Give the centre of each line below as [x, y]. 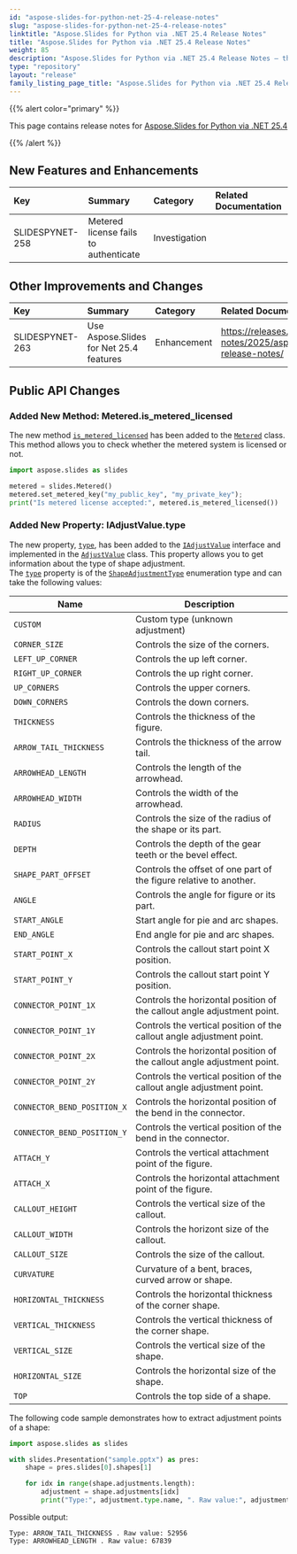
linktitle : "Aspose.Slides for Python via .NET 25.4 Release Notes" [138, 34]
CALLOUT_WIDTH [43, 1234]
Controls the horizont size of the [202, 1229]
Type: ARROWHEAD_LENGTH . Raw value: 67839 [91, 1541]
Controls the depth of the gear [198, 844]
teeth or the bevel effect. [187, 854]
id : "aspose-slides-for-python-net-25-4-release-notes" [114, 17]
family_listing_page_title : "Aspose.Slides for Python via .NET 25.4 [140, 83]
